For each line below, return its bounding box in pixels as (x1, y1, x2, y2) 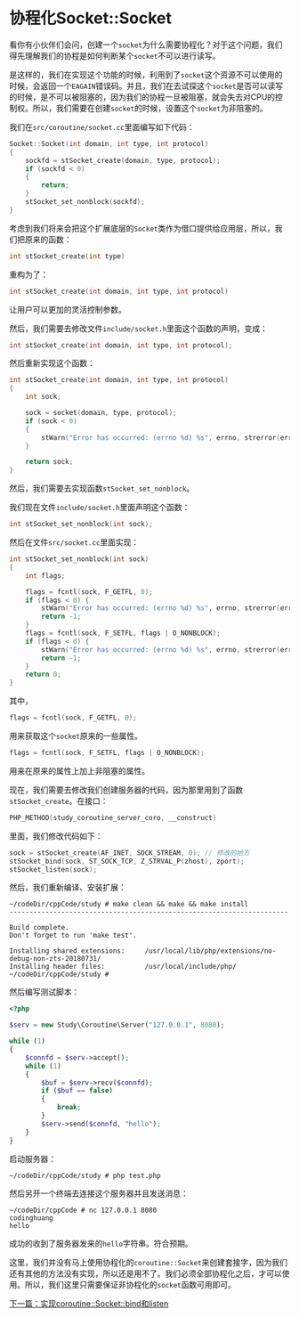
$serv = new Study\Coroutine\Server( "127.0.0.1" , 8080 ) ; (9, 1020, 225, 1029)
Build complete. (9, 923, 69, 932)
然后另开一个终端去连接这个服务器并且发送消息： (9, 1188, 189, 1199)
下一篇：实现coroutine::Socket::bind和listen (9, 1297, 169, 1309)
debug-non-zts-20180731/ (9, 955, 101, 963)
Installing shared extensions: (9, 947, 125, 955)
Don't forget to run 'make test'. (9, 931, 138, 940)
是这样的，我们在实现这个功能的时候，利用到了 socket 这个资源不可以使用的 (9, 69, 283, 80)
